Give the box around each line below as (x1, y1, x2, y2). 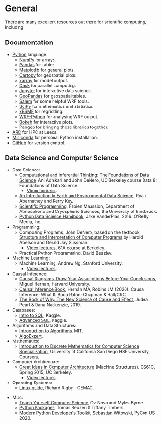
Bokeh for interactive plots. (19, 119, 74, 125)
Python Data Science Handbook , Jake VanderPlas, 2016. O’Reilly (19, 213, 149, 219)
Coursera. (19, 354, 40, 360)
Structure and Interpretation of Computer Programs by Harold (19, 234, 143, 240)
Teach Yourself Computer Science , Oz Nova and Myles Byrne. (19, 399, 144, 405)
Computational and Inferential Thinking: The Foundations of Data (19, 172, 149, 178)
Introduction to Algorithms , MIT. (19, 328, 84, 334)
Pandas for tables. (19, 62, 56, 67)
